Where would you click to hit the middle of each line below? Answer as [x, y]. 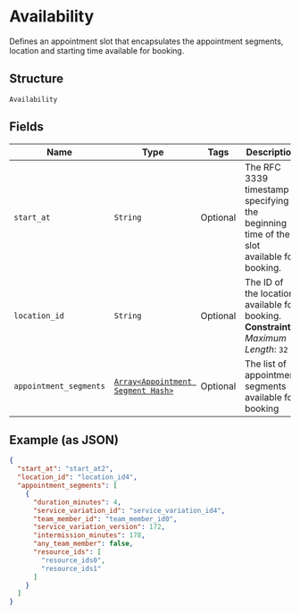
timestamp [267, 189]
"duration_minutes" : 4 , [77, 502]
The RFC [262, 167]
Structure [37, 79]
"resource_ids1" [71, 568]
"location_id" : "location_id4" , [78, 477]
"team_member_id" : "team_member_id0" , [105, 519]
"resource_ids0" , [73, 560]
